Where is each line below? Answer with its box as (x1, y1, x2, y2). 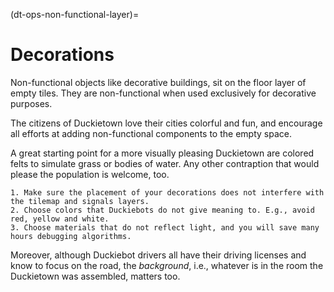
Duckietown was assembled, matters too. (10, 270, 181, 282)
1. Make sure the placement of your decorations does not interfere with (10, 187, 325, 198)
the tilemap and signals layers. (10, 196, 150, 206)
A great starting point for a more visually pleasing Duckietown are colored (10, 147, 315, 159)
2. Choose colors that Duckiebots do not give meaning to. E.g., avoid (10, 205, 315, 215)
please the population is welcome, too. (10, 168, 170, 180)
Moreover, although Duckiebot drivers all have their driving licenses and (10, 249, 307, 261)
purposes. (10, 97, 53, 109)
